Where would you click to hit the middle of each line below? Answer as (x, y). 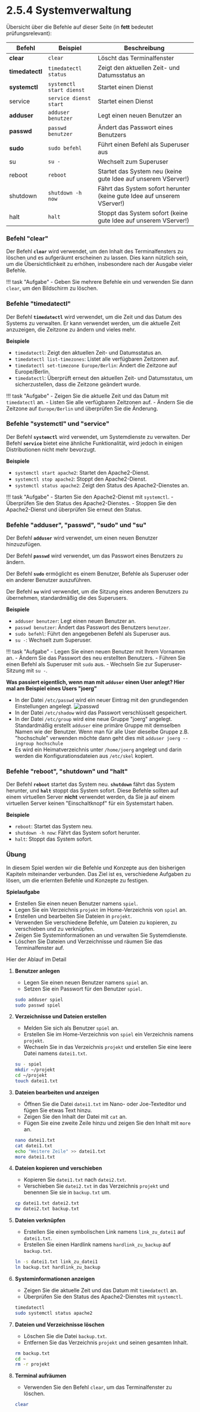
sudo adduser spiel (39, 999)
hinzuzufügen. (24, 544)
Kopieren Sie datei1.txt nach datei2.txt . (75, 1180)
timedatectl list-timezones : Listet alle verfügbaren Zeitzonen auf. (97, 359)
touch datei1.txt (36, 1081)
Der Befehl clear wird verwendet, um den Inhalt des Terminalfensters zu (95, 252)
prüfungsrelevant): (29, 33)
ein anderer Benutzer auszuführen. (49, 580)
